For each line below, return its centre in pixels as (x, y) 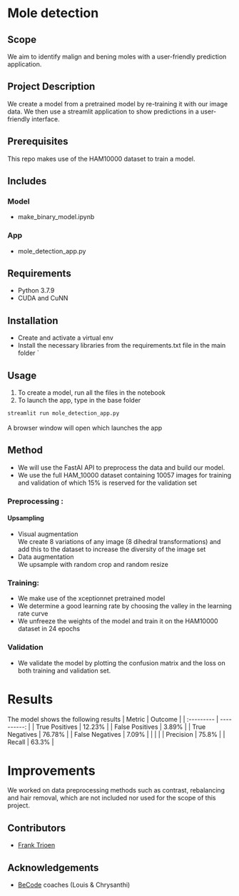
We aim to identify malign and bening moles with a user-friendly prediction (117, 56)
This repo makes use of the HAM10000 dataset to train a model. (101, 158)
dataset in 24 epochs (49, 629)
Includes (27, 181)
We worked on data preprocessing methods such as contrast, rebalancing (116, 790)
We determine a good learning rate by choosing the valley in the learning (124, 606)
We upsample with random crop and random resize (93, 564)
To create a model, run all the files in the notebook (91, 393)
